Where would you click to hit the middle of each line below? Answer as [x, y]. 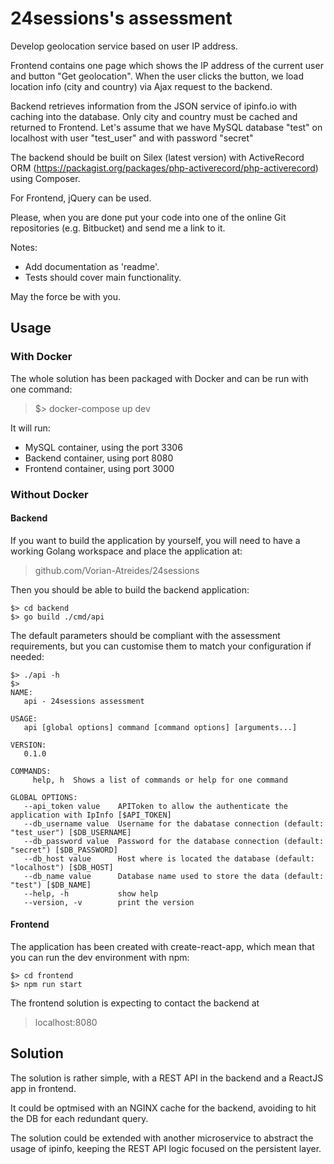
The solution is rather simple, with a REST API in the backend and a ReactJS [167, 1078]
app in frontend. [43, 1088]
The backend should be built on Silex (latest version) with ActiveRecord [157, 157]
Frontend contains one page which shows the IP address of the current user [167, 65]
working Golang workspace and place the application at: [126, 551]
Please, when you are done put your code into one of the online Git [148, 217]
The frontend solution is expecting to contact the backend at [135, 1003]
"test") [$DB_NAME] [51, 885]
